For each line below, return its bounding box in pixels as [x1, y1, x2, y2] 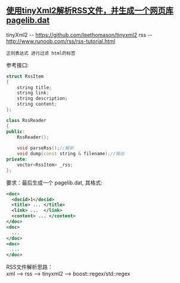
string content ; [17, 101, 58, 107]
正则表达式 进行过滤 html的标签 [6, 50, 76, 56]
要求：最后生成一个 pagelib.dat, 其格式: [6, 179, 103, 186]
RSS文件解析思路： [6, 263, 53, 270]
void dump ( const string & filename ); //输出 [17, 151, 125, 157]
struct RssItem [6, 73, 44, 79]
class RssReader [6, 117, 46, 124]
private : [6, 156, 28, 162]
